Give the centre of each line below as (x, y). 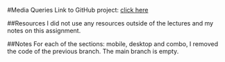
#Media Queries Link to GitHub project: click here (78, 10)
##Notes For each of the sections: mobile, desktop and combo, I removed (113, 44)
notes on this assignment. (44, 31)
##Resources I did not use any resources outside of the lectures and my (110, 23)
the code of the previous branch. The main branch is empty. (93, 51)
